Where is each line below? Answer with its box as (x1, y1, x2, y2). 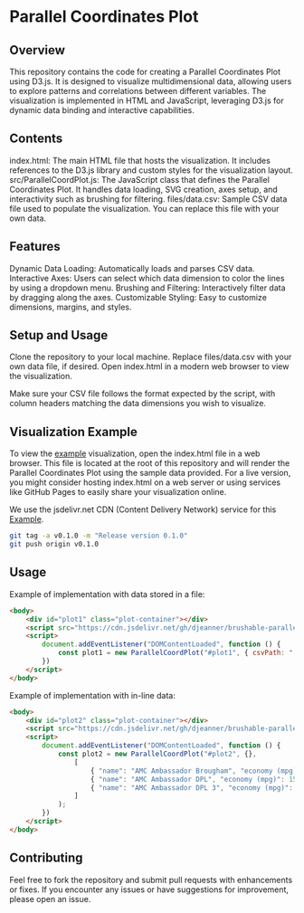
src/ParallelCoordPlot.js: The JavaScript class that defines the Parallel (9, 174, 270, 185)
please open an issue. (9, 893, 91, 904)
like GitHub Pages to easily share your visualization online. (9, 487, 227, 498)
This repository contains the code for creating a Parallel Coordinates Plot (9, 66, 281, 77)
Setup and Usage (9, 328, 109, 343)
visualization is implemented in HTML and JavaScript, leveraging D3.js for (9, 95, 285, 106)
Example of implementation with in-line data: (9, 690, 176, 700)
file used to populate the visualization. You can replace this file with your (9, 203, 280, 214)
